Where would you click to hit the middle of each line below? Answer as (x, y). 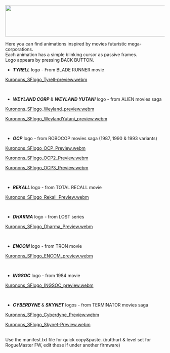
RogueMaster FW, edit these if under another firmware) (63, 345)
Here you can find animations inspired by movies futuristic (66, 44)
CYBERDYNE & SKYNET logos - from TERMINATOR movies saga (80, 305)
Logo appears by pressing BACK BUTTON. (50, 60)
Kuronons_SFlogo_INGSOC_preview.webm (49, 285)
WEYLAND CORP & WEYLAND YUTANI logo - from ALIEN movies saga (87, 99)
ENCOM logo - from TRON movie (47, 246)
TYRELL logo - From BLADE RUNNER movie (58, 70)
